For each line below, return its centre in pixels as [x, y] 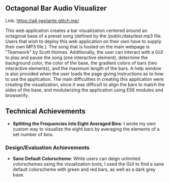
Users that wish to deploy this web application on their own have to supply [83, 41]
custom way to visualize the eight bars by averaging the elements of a [86, 129]
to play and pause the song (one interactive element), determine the [77, 57]
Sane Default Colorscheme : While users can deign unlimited [77, 158]
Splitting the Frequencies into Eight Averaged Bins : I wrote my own [84, 124]
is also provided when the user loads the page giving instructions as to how [84, 74]
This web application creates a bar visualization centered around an [76, 31]
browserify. [17, 95]
